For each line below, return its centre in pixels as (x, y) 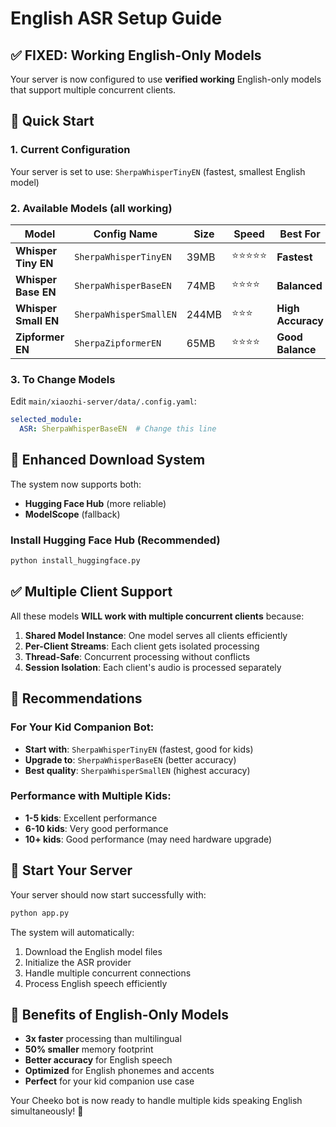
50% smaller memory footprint (89, 1049)
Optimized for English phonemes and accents (119, 1071)
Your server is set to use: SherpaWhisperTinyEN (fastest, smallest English (158, 171)
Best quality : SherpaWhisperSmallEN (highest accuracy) (137, 770)
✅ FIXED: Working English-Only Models (136, 55)
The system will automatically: (72, 932)
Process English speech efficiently (96, 983)
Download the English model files (93, 951)
